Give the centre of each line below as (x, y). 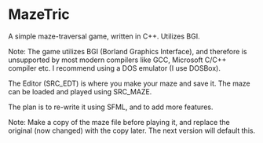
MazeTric (39, 15)
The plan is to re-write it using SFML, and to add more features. (111, 107)
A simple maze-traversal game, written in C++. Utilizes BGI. (104, 36)
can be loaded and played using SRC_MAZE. (80, 91)
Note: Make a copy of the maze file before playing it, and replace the (119, 122)
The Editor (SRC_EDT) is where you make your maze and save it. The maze (129, 83)
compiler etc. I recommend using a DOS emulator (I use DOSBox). (115, 68)
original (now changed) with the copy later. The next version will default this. (132, 130)
